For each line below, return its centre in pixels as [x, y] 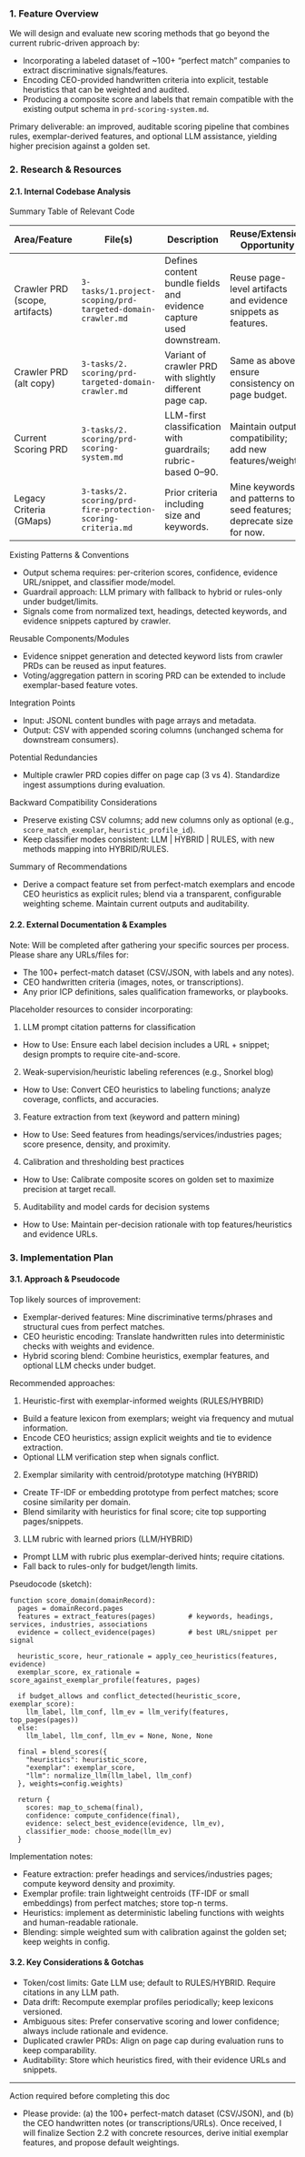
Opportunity [267, 246]
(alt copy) [35, 383]
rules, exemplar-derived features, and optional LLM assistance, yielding [143, 137]
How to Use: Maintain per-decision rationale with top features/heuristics [157, 1224]
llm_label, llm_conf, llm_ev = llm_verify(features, [128, 1712]
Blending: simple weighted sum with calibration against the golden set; [155, 1931]
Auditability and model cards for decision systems [116, 1206]
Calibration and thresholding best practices [103, 1161]
